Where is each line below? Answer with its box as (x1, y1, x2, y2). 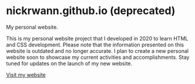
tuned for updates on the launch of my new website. (6, 60, 133, 67)
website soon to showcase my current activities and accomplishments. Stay (6, 53, 190, 61)
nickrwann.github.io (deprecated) (6, 4, 176, 18)
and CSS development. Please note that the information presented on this (6, 41, 184, 48)
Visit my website (6, 71, 46, 78)
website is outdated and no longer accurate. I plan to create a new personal (6, 47, 189, 54)
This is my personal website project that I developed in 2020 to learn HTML (6, 35, 189, 42)
